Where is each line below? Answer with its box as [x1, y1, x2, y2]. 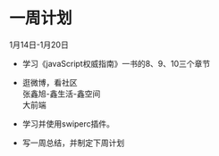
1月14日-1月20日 [9, 39, 69, 50]
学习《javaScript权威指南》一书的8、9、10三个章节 [21, 58, 211, 69]
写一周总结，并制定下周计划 [21, 137, 125, 148]
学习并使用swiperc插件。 [21, 118, 114, 129]
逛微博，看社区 [21, 77, 78, 87]
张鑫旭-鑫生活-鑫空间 [21, 88, 101, 99]
